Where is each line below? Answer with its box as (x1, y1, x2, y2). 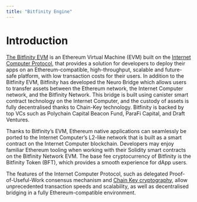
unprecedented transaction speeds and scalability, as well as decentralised (6, 183, 189, 190)
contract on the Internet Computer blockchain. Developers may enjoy (6, 140, 174, 147)
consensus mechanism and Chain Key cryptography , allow (45, 176, 188, 183)
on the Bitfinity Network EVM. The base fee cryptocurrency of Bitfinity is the (6, 153, 192, 160)
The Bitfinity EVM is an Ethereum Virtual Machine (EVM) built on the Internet (6, 54, 191, 61)
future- (165, 66, 183, 73)
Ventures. (6, 116, 29, 123)
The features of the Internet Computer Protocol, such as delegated (6, 170, 168, 177)
